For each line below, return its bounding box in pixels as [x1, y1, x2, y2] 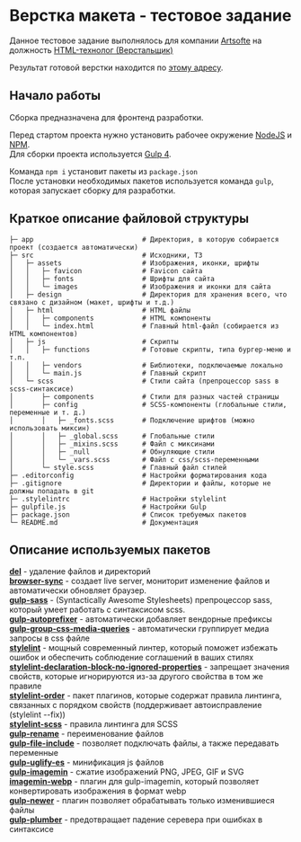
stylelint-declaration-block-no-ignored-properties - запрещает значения [9, 661, 290, 672]
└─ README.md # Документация [9, 518, 199, 527]
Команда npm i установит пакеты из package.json [9, 165, 198, 176]
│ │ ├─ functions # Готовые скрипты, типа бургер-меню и [9, 345, 292, 354]
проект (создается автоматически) [9, 243, 139, 252]
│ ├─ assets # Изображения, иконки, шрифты [9, 258, 259, 268]
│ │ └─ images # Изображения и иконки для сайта [9, 282, 271, 291]
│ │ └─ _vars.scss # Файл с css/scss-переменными [9, 455, 259, 464]
